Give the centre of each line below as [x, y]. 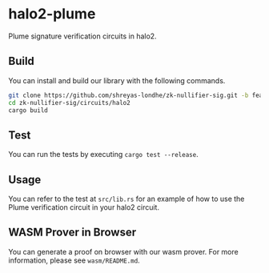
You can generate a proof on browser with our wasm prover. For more [123, 251]
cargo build [28, 110]
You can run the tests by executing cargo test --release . [103, 155]
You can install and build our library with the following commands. [117, 80]
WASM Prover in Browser [72, 233]
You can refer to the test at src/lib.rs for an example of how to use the [126, 199]
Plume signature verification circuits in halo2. [83, 36]
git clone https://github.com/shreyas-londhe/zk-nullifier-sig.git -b [128, 95]
